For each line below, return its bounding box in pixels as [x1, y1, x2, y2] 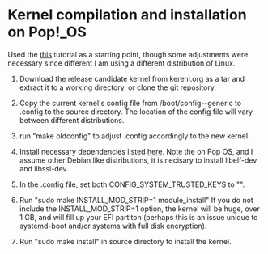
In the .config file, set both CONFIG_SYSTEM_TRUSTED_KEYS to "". [19, 180, 245, 189]
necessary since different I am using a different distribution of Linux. [7, 58, 236, 68]
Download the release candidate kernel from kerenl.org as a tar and [19, 74, 245, 83]
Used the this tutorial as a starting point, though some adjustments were [7, 49, 249, 59]
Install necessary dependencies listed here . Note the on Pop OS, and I [19, 146, 253, 156]
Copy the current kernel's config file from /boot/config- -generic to [19, 98, 242, 108]
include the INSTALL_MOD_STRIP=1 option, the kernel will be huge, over [19, 204, 260, 214]
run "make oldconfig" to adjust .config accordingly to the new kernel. [19, 131, 250, 141]
